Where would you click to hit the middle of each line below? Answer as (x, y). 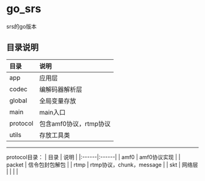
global (18, 101)
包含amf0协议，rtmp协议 (75, 124)
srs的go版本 (22, 26)
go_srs (24, 9)
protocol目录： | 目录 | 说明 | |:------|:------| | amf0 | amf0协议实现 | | (94, 157)
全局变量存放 (58, 101)
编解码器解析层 (61, 89)
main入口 (52, 112)
